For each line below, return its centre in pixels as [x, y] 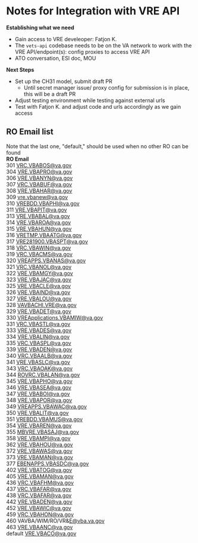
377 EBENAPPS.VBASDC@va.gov [48, 464]
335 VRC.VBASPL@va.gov [39, 343]
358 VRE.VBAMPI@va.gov [38, 438]
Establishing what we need [40, 27]
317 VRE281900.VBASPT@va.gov [47, 241]
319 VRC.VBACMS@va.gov [39, 254]
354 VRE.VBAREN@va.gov [39, 425]
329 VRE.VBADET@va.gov [39, 311]
